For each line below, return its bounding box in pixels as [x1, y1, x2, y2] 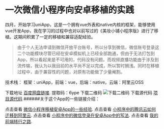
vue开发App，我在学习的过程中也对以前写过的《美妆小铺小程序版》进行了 [5, 27, 155, 33]
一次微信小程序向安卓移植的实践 [5, 4, 135, 16]
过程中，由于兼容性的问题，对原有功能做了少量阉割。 [17, 69, 125, 75]
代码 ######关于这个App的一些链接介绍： [13, 96, 100, 102]
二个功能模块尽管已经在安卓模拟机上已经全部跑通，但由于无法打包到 [17, 50, 155, 56]
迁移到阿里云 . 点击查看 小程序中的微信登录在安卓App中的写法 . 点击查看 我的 [5, 112, 159, 118]
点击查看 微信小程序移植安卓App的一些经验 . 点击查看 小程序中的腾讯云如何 [5, 106, 156, 112]
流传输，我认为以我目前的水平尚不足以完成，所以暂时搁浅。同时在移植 [17, 62, 160, 69]
